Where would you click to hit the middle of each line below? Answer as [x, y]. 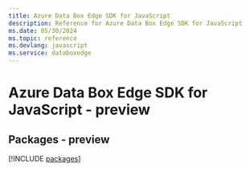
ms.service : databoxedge [50, 53]
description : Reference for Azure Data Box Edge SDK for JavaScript [125, 23]
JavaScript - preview [80, 110]
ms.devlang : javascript [48, 46]
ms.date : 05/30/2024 [43, 31]
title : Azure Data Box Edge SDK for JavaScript [90, 16]
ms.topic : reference [43, 38]
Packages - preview [59, 139]
